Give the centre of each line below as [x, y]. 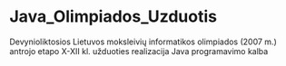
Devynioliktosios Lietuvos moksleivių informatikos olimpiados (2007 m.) [143, 42]
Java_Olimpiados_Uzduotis [113, 17]
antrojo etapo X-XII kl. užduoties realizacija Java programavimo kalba [139, 51]
